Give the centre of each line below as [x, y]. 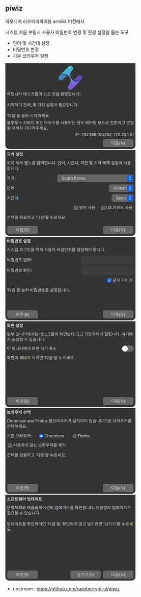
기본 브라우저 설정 [30, 56]
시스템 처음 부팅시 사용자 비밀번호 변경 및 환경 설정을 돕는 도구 [67, 32]
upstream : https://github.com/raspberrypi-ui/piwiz [66, 588]
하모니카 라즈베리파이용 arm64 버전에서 [45, 21]
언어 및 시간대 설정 [31, 43]
